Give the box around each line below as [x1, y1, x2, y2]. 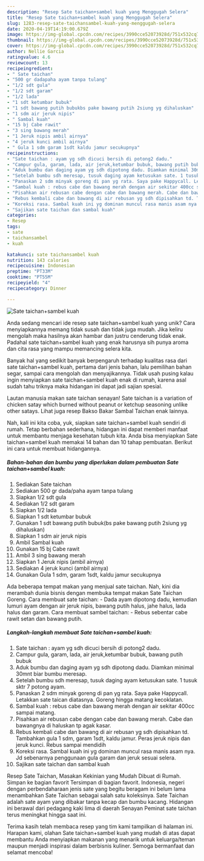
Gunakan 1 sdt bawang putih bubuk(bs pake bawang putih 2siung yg [15, 519, 187, 526]
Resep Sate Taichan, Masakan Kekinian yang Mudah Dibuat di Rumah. [7, 772, 181, 780]
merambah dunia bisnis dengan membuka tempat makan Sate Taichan [7, 589, 182, 596]
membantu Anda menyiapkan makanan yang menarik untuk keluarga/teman [7, 835, 196, 843]
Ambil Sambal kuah [15, 538, 64, 546]
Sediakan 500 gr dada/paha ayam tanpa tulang [15, 487, 133, 494]
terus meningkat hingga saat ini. [7, 811, 87, 818]
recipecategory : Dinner [7, 285, 67, 292]
